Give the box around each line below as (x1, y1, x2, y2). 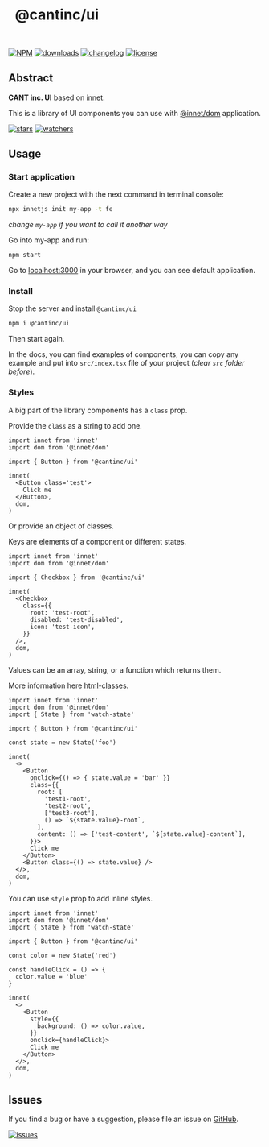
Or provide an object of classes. (8, 521, 114, 531)
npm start (8, 251, 42, 259)
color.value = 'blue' (15, 972, 88, 980)
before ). (8, 366, 35, 376)
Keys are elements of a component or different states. (8, 536, 187, 546)
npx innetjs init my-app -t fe (8, 205, 113, 213)
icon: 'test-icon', (29, 623, 95, 631)
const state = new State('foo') (8, 739, 116, 747)
